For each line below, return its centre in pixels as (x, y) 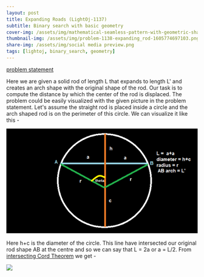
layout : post (23, 13)
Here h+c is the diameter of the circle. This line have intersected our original (101, 243)
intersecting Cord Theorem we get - (51, 256)
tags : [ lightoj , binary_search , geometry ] (61, 52)
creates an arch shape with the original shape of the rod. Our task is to (94, 88)
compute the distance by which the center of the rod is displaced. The (94, 94)
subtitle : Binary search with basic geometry (65, 26)
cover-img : (20, 32)
